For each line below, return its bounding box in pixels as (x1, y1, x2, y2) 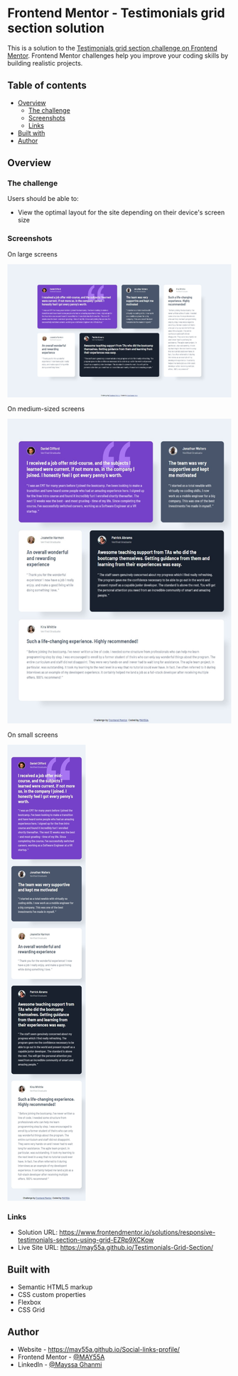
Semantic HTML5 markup (17, 1283, 93, 1291)
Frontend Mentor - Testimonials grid (7, 5, 225, 21)
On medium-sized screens (7, 404, 85, 413)
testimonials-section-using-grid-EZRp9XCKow (17, 1235, 154, 1244)
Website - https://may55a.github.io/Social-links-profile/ (17, 1345, 180, 1353)
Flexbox (17, 1298, 41, 1306)
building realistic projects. (7, 58, 83, 67)
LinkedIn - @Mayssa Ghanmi (17, 1360, 102, 1369)
